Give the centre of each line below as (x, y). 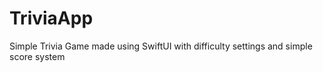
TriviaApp (51, 18)
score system (37, 56)
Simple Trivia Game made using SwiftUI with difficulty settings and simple (161, 46)
